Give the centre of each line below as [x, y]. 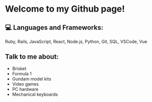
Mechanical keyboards [35, 94]
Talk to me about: [32, 57]
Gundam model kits [32, 79]
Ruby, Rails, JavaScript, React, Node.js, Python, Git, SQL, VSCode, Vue [76, 42]
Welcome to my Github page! [65, 9]
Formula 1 [22, 73]
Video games [25, 84]
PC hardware [25, 89]
